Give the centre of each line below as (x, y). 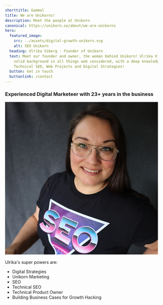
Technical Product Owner (37, 292)
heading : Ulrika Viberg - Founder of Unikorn (56, 51)
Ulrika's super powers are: (32, 262)
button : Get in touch (31, 72)
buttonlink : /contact (31, 77)
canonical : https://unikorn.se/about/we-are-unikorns (61, 26)
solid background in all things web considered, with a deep (77, 61)
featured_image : (26, 36)
